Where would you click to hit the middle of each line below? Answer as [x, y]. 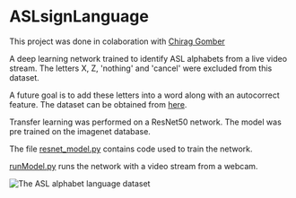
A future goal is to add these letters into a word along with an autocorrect [144, 95]
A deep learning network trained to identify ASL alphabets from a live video [148, 58]
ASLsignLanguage [79, 17]
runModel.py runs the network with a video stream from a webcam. [134, 166]
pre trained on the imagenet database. [80, 131]
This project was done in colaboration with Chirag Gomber [118, 41]
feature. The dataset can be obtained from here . [98, 104]
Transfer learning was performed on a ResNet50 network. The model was [146, 122]
